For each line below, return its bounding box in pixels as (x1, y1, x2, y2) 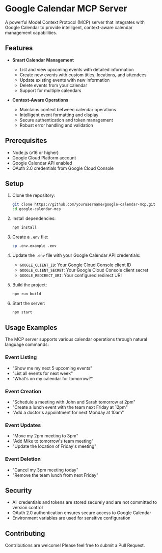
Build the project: (12, 281, 47, 288)
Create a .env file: (12, 234, 49, 240)
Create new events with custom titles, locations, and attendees (19, 72, 147, 78)
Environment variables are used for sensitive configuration (12, 515, 131, 521)
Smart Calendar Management (12, 57, 74, 63)
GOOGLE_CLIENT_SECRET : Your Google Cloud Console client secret (19, 267, 149, 273)
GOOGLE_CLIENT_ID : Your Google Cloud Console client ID (19, 262, 132, 268)
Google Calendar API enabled (12, 160, 72, 166)
